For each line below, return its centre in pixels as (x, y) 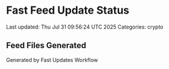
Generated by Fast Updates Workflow (52, 59)
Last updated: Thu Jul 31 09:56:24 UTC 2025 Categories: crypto (85, 27)
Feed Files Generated (46, 46)
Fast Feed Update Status (68, 10)
